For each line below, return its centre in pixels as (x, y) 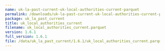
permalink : (16, 14)
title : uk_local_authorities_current (44, 23)
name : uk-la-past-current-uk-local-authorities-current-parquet (72, 9)
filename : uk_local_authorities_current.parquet (56, 28)
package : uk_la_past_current (35, 18)
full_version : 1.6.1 (26, 37)
